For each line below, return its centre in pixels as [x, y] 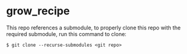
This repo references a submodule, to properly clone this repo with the [93, 28]
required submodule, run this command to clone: [67, 34]
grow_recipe [38, 11]
